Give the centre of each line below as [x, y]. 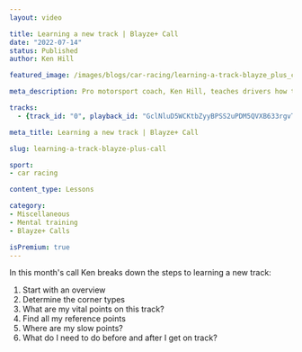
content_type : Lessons [52, 190]
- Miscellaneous [40, 214]
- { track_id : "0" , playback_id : [78, 116]
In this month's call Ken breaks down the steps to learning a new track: [140, 273]
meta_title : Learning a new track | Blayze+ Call [104, 132]
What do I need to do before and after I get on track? [120, 338]
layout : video [36, 18]
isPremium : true [40, 247]
